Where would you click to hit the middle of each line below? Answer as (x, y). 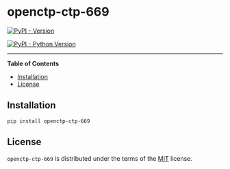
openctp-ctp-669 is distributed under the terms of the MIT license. (100, 158)
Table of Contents (33, 63)
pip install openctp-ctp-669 (49, 121)
